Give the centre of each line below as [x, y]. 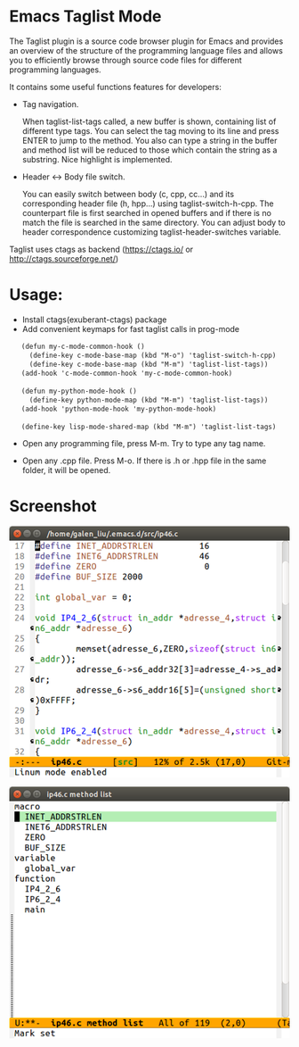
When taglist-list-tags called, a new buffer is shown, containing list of [149, 121]
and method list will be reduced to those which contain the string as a [149, 150]
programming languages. [55, 70]
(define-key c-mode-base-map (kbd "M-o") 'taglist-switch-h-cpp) [153, 355]
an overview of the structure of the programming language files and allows [146, 50]
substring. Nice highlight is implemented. [97, 159]
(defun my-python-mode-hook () [79, 391]
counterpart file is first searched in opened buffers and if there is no [146, 212]
